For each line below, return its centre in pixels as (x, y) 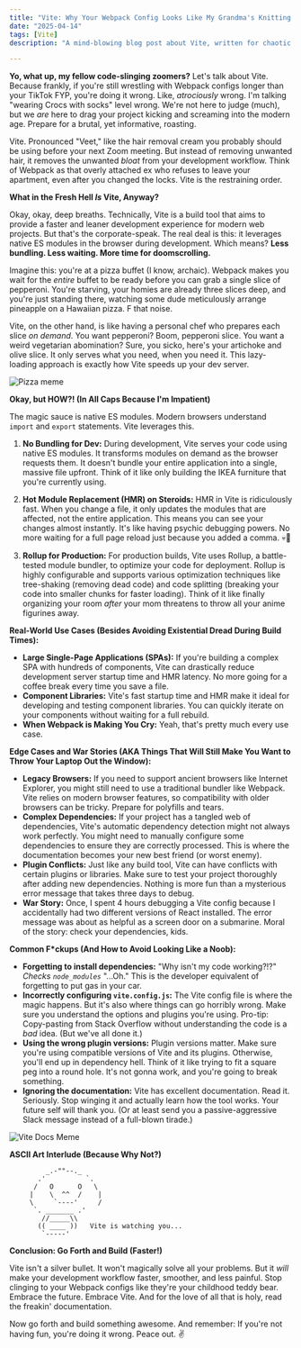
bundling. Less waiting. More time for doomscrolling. (110, 253)
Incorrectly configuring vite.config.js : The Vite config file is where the (157, 995)
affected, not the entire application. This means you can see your (143, 519)
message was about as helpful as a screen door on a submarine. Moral (154, 922)
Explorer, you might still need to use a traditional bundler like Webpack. (154, 788)
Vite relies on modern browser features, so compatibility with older (146, 798)
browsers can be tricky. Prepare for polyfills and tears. (123, 808)
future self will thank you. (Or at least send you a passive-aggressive (150, 1110)
